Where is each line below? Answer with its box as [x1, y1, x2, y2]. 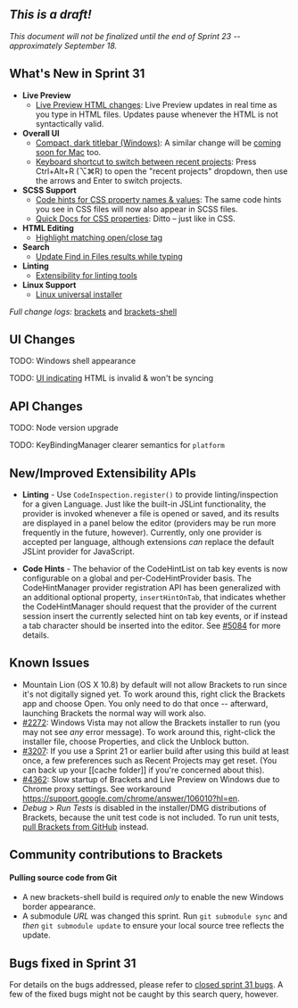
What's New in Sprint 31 [9, 66, 145, 81]
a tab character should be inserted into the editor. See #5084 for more [21, 620, 281, 632]
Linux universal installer [35, 289, 123, 300]
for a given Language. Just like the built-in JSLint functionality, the [21, 499, 267, 509]
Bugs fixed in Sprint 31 [9, 955, 137, 971]
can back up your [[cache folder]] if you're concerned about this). [21, 764, 265, 775]
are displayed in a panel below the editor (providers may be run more [21, 517, 277, 529]
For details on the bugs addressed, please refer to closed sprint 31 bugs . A [9, 979, 284, 990]
